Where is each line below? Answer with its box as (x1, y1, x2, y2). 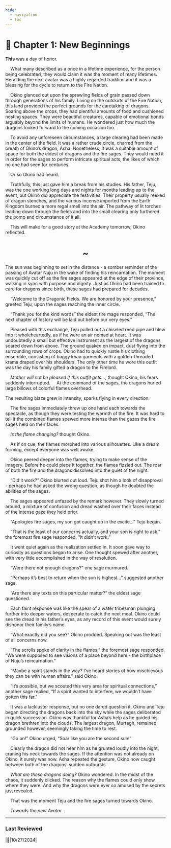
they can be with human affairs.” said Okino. (5, 673, 98, 679)
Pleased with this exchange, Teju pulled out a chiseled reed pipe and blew (10, 327, 165, 333)
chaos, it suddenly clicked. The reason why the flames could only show (5, 777, 155, 783)
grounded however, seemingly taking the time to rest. (5, 725, 117, 731)
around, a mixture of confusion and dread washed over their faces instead (5, 503, 161, 510)
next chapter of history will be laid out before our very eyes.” (5, 316, 132, 323)
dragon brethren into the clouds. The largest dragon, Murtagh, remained (5, 720, 157, 726)
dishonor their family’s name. (5, 622, 66, 628)
